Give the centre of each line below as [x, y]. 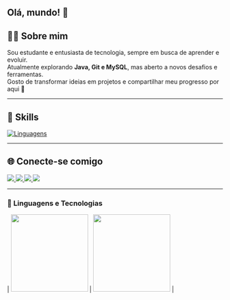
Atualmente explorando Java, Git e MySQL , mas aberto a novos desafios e [112, 67]
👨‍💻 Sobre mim [38, 36]
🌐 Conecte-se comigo [55, 162]
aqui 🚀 [16, 89]
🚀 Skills [23, 117]
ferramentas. [25, 74]
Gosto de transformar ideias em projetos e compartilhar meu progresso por [113, 82]
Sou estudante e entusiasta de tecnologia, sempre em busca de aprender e [113, 53]
